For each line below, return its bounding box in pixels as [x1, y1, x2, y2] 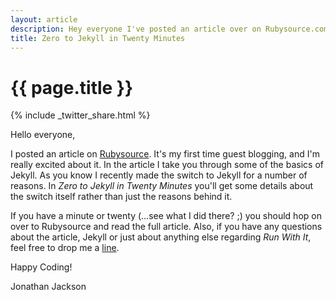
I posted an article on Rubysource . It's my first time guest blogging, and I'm [10, 148, 320, 160]
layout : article [10, 14, 78, 25]
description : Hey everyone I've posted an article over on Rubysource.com [10, 24, 329, 34]
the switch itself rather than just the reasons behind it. [10, 191, 233, 203]
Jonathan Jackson [10, 281, 87, 293]
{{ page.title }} [10, 76, 134, 99]
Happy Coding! [10, 261, 73, 273]
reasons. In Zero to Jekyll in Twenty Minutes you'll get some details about [10, 180, 314, 192]
